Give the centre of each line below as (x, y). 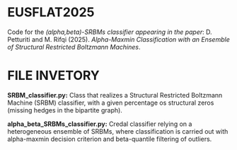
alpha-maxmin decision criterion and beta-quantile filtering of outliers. (110, 139)
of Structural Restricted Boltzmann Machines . (74, 47)
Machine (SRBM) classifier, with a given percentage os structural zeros (111, 103)
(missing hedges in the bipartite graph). (65, 110)
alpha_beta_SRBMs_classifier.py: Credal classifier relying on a (100, 124)
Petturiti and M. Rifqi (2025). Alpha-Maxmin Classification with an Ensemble (118, 39)
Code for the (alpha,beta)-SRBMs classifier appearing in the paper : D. (110, 32)
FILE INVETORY (54, 76)
